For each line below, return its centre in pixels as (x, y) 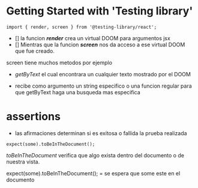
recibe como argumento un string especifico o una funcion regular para (103, 86)
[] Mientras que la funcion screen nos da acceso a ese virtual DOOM (100, 44)
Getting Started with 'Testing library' (100, 11)
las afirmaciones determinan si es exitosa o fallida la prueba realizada (101, 133)
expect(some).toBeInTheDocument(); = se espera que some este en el (93, 173)
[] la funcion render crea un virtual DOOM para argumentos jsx (93, 38)
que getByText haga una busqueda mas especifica (78, 92)
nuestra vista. (23, 162)
